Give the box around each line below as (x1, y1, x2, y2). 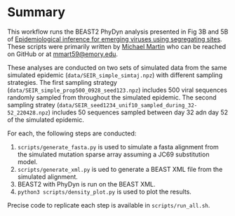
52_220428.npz (7, 109, 49, 116)
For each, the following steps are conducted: (7, 129, 137, 137)
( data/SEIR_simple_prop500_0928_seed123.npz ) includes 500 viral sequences (7, 86, 228, 94)
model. (17, 157, 38, 166)
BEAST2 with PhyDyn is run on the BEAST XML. (17, 180, 156, 188)
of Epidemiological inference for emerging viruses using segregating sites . (7, 34, 222, 43)
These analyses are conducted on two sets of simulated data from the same (7, 63, 227, 72)
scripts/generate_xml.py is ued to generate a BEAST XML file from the (17, 165, 223, 173)
